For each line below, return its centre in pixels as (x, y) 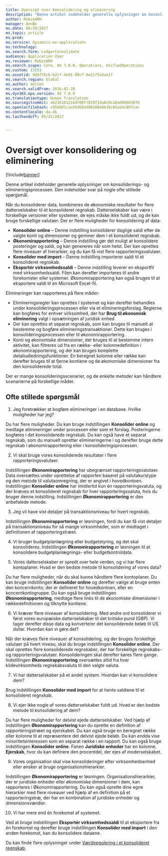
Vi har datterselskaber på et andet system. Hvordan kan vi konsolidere (85, 675)
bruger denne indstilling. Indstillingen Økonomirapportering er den (75, 496)
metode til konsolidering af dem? (47, 710)
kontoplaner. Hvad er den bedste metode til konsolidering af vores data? (87, 567)
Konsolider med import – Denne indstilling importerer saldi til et (78, 257)
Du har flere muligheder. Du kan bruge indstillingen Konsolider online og (80, 424)
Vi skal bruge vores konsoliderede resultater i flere (65, 455)
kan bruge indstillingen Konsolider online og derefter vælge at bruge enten (83, 582)
